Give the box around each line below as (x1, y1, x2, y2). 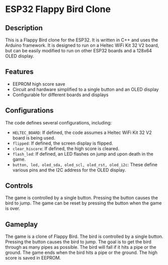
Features (5, 68, 34, 76)
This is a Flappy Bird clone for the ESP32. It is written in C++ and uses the (5, 37, 158, 43)
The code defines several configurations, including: (5, 119, 112, 125)
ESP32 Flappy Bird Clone (5, 4, 111, 15)
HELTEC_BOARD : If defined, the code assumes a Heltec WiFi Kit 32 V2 (12, 129, 152, 136)
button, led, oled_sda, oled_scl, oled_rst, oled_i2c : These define (12, 161, 157, 167)
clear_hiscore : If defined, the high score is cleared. (12, 145, 120, 152)
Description (5, 24, 43, 32)
